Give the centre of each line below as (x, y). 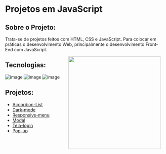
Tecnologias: (25, 65)
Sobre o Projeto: (30, 27)
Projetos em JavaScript (54, 9)
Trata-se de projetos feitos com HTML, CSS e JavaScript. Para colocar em (81, 39)
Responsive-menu (31, 115)
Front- (152, 44)
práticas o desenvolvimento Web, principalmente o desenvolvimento (75, 44)
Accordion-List (27, 104)
